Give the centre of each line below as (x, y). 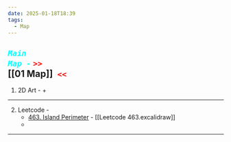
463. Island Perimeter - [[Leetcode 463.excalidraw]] (101, 117)
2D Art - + (32, 91)
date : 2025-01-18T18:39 (42, 13)
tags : (15, 20)
